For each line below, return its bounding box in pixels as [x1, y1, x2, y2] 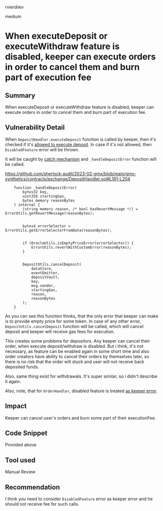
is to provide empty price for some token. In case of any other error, [5, 318, 141, 324]
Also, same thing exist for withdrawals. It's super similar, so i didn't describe [5, 373, 158, 379]
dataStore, [31, 266, 54, 271]
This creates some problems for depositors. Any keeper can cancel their [5, 338, 150, 344]
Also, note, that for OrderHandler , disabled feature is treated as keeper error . [5, 388, 158, 394]
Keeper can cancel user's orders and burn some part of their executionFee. [5, 415, 156, 420]
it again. [5, 378, 21, 384]
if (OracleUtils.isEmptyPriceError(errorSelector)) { [22, 240, 134, 245]
